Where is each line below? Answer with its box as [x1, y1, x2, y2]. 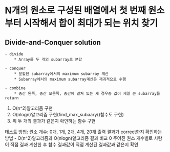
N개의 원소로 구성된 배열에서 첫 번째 [5, 5, 146, 16]
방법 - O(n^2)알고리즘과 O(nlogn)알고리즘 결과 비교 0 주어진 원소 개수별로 [5, 135, 153, 141]
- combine [5, 86, 26, 91]
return [5, 95, 19, 100]
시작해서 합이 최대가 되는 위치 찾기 [23, 17, 158, 29]
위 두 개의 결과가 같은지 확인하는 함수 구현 [12, 118, 96, 124]
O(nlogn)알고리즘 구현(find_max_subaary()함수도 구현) [12, 112, 124, 117]
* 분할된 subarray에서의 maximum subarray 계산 [14, 71, 109, 77]
